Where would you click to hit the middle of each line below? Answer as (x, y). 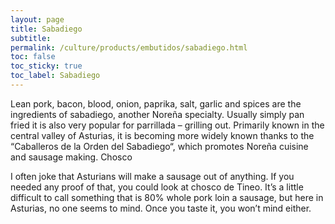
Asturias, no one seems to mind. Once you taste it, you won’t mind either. (161, 208)
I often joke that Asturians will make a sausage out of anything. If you (152, 176)
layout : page (37, 19)
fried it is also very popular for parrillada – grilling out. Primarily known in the (167, 125)
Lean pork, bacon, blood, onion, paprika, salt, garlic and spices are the (156, 103)
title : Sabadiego (46, 29)
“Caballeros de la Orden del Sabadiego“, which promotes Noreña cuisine (159, 146)
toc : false (33, 57)
